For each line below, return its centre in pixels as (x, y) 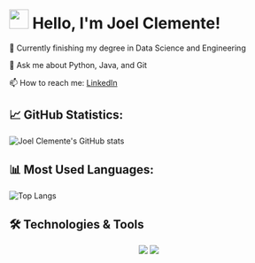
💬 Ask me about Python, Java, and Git (78, 65)
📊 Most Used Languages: (82, 170)
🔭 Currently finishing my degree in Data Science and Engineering (127, 48)
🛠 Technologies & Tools (77, 224)
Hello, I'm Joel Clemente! (127, 23)
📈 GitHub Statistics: (66, 115)
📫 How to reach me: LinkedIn (63, 82)
